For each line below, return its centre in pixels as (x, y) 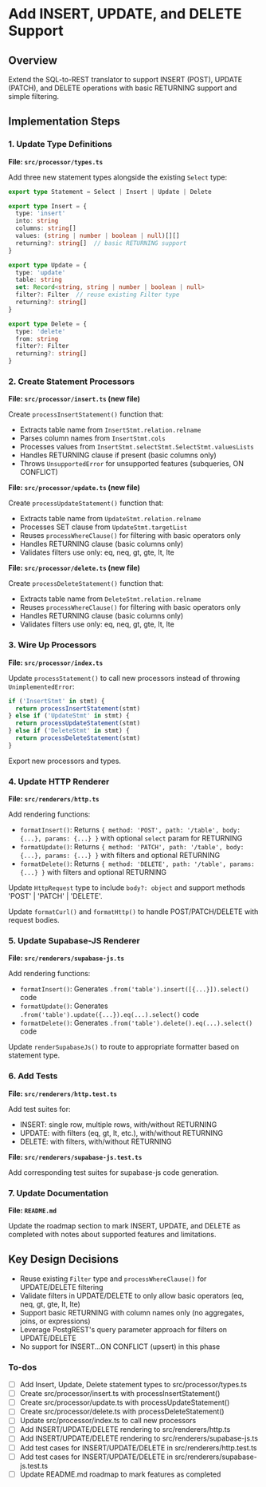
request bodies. (34, 920)
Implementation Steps (65, 122)
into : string (37, 221)
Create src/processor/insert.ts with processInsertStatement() (120, 1394)
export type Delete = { (48, 324)
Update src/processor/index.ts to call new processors (108, 1421)
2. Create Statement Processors (72, 382)
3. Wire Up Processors (53, 645)
